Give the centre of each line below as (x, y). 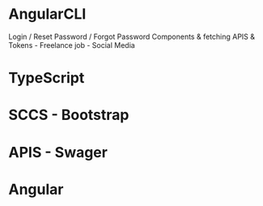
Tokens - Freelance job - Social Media (72, 45)
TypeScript (47, 78)
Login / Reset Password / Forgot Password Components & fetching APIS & (132, 36)
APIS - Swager (58, 152)
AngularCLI (47, 14)
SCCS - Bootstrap (69, 115)
